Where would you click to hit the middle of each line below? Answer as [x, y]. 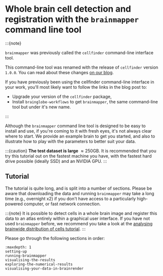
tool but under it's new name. [41, 107]
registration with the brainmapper [72, 19]
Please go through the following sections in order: [55, 238]
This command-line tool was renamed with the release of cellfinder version [82, 67]
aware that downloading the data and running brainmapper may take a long [80, 193]
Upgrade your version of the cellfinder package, [62, 97]
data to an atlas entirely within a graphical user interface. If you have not [77, 218]
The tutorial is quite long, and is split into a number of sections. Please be [79, 188]
